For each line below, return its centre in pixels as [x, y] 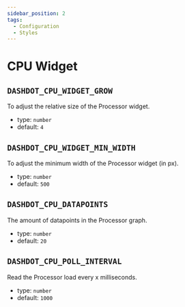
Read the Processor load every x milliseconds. [72, 277]
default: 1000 [35, 297]
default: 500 [33, 184]
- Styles [26, 33]
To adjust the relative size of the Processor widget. [79, 106]
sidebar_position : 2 [37, 13]
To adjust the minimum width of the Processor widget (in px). [93, 163]
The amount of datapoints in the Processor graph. [77, 220]
